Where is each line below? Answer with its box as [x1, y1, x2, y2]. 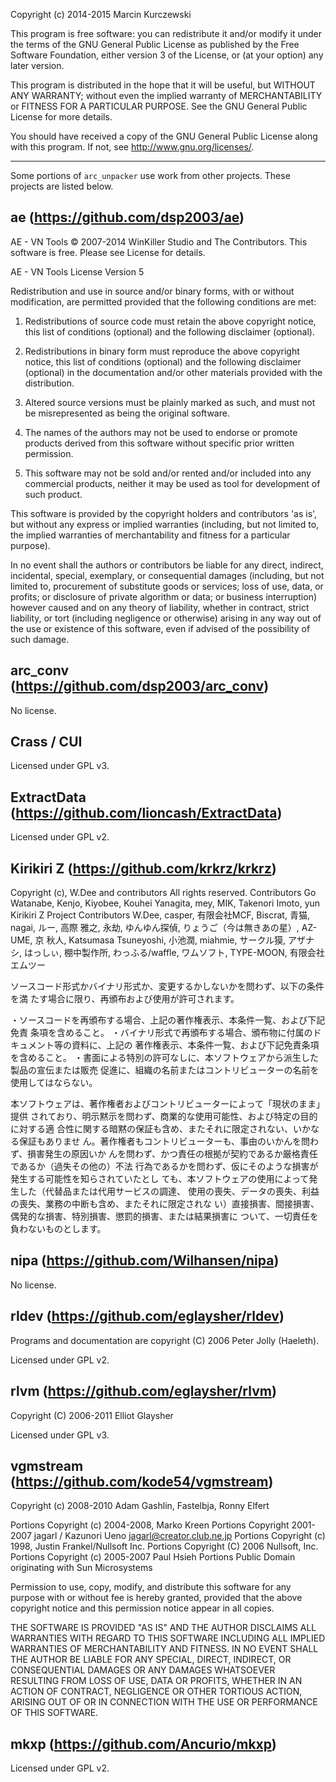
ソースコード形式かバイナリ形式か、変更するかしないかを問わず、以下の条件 [10, 980, 325, 993]
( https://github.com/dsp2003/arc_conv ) [10, 678, 270, 695]
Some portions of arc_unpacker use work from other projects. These [10, 170, 291, 181]
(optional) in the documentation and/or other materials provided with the [24, 366, 323, 378]
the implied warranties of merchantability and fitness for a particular [10, 529, 291, 541]
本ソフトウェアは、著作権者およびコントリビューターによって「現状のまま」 [10, 1098, 325, 1110]
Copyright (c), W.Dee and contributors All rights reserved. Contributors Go [10, 887, 317, 899]
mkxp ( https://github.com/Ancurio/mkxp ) [10, 1735, 277, 1753]
